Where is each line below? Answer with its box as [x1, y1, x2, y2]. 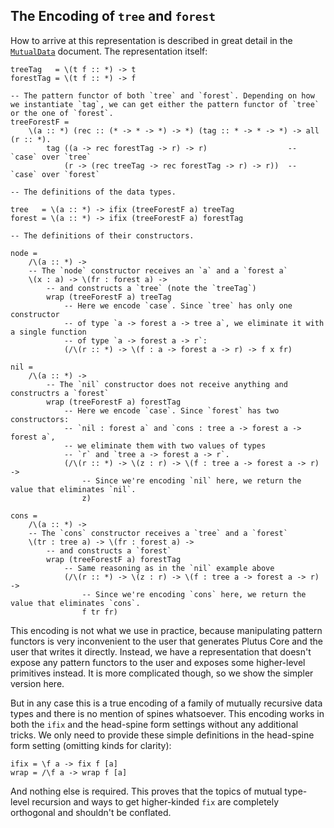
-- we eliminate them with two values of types [63, 440, 267, 451]
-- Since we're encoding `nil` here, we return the [81, 475, 302, 486]
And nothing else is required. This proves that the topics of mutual [10, 785, 283, 797]
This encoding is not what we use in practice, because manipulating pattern [10, 624, 323, 636]
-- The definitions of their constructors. [10, 230, 195, 241]
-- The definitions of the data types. [10, 187, 177, 197]
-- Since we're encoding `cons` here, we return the [81, 589, 307, 599]
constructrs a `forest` [10, 388, 110, 398]
